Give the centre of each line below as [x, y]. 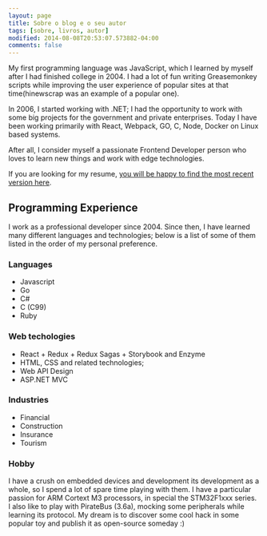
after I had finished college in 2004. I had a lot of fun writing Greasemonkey [133, 77]
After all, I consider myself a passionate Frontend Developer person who [128, 150]
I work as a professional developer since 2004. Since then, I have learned [129, 226]
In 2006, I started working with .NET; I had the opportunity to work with [125, 109]
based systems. [34, 135]
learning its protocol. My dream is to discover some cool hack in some [124, 515]
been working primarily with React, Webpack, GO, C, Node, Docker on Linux [133, 126]
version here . [30, 183]
